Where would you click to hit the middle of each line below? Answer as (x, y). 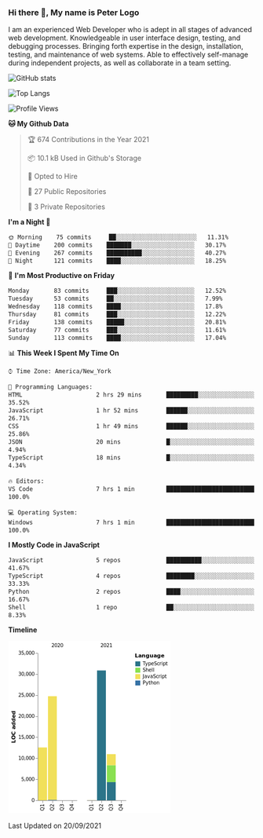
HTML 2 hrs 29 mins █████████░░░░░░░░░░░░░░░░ (131, 395)
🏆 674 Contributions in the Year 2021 (88, 140)
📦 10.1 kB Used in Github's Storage (84, 158)
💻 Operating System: (43, 513)
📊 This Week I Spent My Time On (64, 353)
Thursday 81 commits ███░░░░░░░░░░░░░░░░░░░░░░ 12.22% (117, 315)
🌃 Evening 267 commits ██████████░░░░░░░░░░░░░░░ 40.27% (117, 253)
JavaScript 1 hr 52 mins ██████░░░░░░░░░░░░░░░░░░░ (131, 411)
